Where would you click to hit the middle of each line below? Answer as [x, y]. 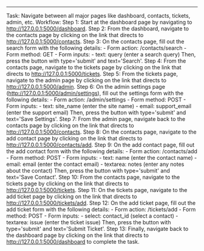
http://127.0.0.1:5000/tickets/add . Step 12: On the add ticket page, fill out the [101, 203]
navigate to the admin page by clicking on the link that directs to [87, 80]
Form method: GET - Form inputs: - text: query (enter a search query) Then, [101, 54]
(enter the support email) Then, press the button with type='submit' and [96, 112]
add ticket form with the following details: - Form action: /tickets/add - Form [101, 209]
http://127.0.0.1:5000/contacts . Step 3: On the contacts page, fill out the [95, 41]
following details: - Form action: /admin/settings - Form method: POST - [96, 100]
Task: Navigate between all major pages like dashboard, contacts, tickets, [98, 15]
